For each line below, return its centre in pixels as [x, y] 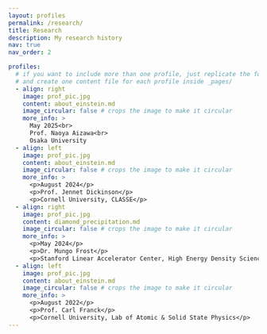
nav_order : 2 [30, 52]
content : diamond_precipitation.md [81, 222]
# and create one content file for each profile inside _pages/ [124, 81]
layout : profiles [37, 15]
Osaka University [58, 140]
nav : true [25, 45]
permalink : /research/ [46, 23]
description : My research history [66, 38]
